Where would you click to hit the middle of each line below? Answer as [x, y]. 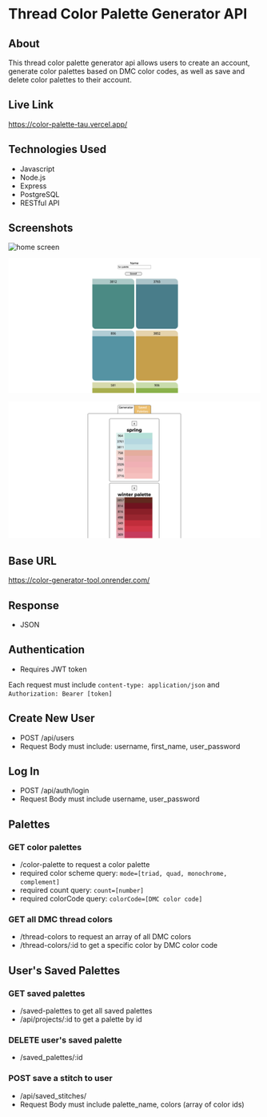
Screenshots [41, 228]
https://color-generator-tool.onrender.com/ [79, 580]
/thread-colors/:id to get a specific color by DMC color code [119, 946]
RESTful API [40, 203]
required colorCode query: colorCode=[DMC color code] [111, 899]
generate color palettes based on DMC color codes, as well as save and [127, 71]
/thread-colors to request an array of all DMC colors [106, 937]
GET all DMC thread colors [61, 919]
